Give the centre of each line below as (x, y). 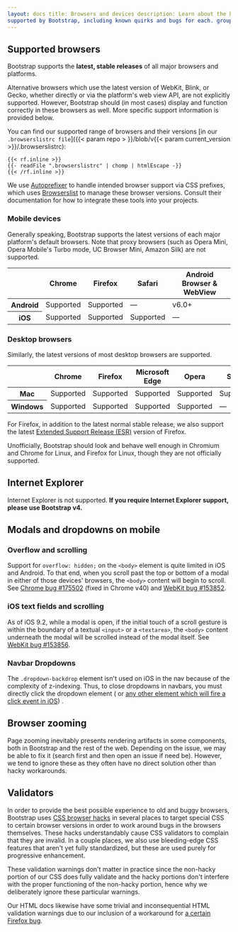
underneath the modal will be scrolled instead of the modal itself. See (108, 637)
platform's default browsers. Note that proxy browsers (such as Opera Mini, (118, 241)
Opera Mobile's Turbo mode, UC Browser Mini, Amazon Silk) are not (107, 249)
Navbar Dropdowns (41, 663)
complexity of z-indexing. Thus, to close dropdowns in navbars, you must (115, 686)
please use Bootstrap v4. (45, 508)
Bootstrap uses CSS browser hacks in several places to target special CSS (116, 818)
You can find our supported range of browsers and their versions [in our (112, 131)
